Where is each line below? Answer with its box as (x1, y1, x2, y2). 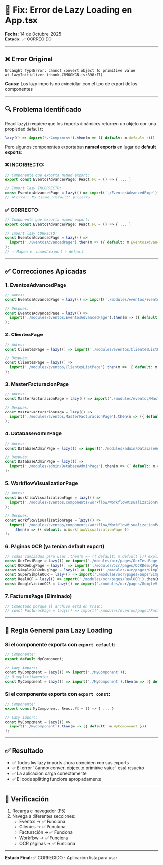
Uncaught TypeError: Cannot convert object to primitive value (5, 68, 136, 73)
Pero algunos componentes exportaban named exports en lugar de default (5, 144, 156, 150)
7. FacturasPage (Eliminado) (5, 592, 72, 599)
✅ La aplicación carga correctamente (12, 770, 87, 777)
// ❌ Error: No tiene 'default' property (5, 195, 91, 200)
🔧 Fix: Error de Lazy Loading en (5, 4, 132, 16)
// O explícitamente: (5, 674, 49, 679)
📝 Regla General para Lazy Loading (5, 627, 113, 635)
